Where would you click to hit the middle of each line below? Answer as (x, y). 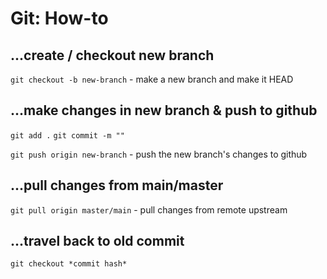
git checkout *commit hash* (69, 264)
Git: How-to (59, 18)
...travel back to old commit (97, 241)
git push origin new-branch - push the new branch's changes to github (159, 154)
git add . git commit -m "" (67, 135)
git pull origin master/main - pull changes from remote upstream (149, 209)
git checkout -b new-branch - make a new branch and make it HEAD (152, 79)
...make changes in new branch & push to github (164, 110)
